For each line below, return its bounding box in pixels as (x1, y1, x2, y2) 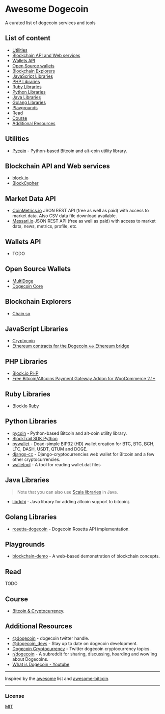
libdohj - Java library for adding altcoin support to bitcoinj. (12, 498, 130, 504)
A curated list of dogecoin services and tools (5, 20, 96, 26)
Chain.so (12, 310, 30, 316)
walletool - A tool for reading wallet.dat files (12, 461, 101, 467)
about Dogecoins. (12, 656, 49, 662)
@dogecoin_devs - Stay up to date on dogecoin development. (12, 640, 138, 646)
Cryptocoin (12, 338, 35, 344)
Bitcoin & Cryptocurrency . (12, 608, 65, 614)
